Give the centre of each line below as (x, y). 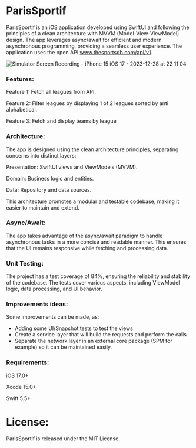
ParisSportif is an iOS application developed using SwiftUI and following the (98, 27)
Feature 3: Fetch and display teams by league (61, 121)
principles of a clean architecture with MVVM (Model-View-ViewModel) (93, 33)
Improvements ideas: (37, 304)
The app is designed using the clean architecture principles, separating (92, 149)
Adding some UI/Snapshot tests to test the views (74, 328)
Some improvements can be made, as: (53, 317)
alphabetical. (22, 110)
